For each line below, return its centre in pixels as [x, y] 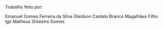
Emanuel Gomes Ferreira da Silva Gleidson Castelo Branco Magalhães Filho [82, 16]
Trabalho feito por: [24, 7]
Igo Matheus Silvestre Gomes [35, 22]
